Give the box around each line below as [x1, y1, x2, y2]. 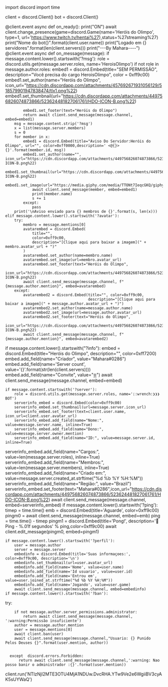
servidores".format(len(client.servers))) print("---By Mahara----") [5, 45, 140, 51]
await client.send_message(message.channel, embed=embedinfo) [14, 587, 146, 592]
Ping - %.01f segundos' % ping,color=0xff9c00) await [5, 523, 117, 529]
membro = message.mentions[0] [23, 222, 86, 227]
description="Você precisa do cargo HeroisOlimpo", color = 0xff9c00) [5, 72, 150, 77]
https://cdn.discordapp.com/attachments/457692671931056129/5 [26, 82, 162, 88]
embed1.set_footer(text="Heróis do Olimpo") [23, 108, 117, 113]
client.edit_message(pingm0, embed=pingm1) [5, 529, 99, 534]
